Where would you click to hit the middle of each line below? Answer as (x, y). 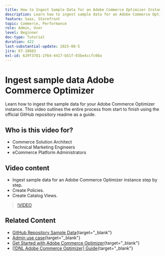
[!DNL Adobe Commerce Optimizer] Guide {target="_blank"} (73, 248)
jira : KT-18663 (21, 51)
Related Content (30, 221)
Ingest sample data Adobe (60, 80)
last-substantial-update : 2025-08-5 (42, 46)
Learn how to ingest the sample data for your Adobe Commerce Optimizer (80, 104)
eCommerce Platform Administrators (49, 152)
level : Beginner (22, 33)
